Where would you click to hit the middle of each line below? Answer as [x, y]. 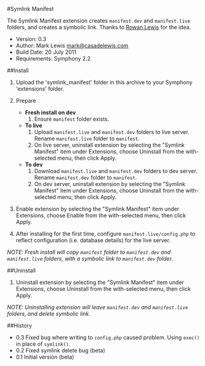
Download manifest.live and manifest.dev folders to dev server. [116, 171]
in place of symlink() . [43, 344]
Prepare [26, 101]
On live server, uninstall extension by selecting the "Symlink [110, 145]
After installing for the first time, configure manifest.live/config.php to [105, 234]
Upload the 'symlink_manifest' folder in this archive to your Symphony [104, 82]
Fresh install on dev [50, 112]
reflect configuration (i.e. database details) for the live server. [93, 240]
